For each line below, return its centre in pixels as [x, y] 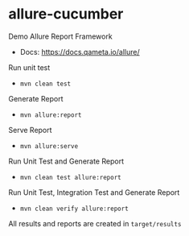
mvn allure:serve [49, 146]
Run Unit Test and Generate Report [66, 161]
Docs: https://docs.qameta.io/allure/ [80, 52]
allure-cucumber [66, 14]
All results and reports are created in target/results [95, 223]
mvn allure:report [51, 115]
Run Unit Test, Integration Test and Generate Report [94, 192]
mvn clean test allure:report [71, 177]
